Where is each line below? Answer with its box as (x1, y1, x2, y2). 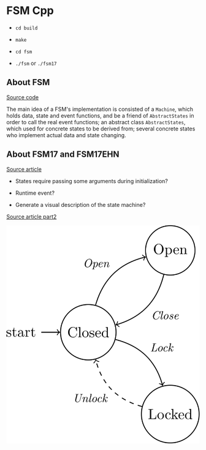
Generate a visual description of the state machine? (15, 201, 146, 208)
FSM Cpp (6, 4, 54, 18)
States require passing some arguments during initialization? (15, 177, 169, 184)
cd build (15, 25, 38, 31)
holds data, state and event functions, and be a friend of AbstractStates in (6, 111, 194, 119)
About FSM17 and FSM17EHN (6, 149, 120, 160)
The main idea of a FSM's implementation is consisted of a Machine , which (6, 105, 193, 113)
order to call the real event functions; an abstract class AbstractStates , (6, 118, 186, 126)
